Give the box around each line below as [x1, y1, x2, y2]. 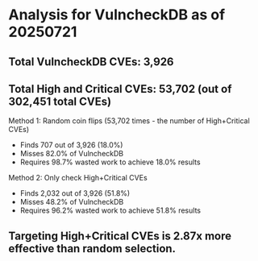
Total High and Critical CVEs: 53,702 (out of [8, 82, 232, 96]
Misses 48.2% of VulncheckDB [19, 197, 124, 207]
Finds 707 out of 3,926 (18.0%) [19, 140, 123, 150]
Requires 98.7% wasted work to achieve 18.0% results [19, 157, 201, 167]
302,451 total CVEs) [8, 94, 111, 108]
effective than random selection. [8, 242, 176, 255]
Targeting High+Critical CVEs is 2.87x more [8, 229, 232, 242]
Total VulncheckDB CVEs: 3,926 [8, 55, 175, 68]
